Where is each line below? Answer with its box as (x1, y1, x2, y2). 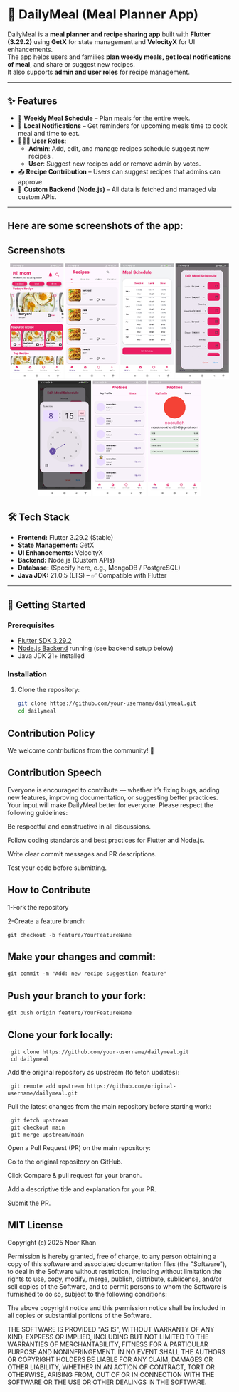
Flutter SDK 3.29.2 (17, 637, 73, 645)
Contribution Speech (7, 767, 102, 779)
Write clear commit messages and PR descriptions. (7, 849, 157, 858)
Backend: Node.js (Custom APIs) (17, 556, 115, 565)
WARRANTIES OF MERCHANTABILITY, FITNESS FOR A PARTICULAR (7, 1340, 208, 1349)
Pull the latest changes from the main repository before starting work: (7, 1103, 211, 1111)
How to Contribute (7, 884, 91, 896)
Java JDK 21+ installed (17, 652, 85, 660)
